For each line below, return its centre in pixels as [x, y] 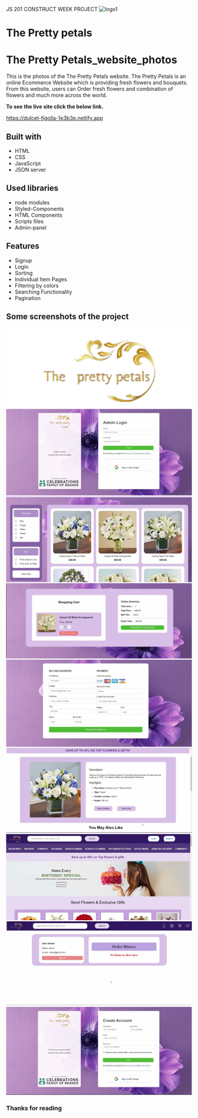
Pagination [28, 298]
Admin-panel [30, 227]
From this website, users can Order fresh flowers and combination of [90, 89]
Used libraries [32, 188]
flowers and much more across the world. [57, 95]
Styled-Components [39, 208]
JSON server [30, 170]
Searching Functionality [43, 292]
